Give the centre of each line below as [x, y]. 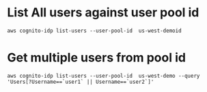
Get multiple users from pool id [97, 58]
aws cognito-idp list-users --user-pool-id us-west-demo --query [104, 76]
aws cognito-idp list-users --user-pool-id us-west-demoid [95, 31]
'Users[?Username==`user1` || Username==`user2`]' [81, 82]
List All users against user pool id [103, 13]
